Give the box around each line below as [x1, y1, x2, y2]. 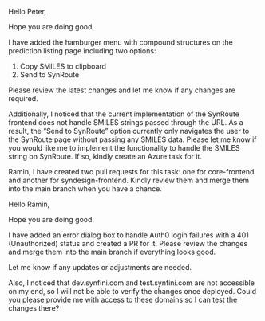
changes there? [8, 303, 60, 313]
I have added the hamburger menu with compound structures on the [8, 37, 233, 47]
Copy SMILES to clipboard [19, 61, 106, 71]
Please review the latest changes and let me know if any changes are [8, 85, 236, 95]
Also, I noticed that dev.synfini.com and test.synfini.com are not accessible [8, 278, 255, 288]
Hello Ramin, [8, 199, 50, 209]
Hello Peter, [8, 7, 46, 16]
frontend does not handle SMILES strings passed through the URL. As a [8, 118, 243, 127]
